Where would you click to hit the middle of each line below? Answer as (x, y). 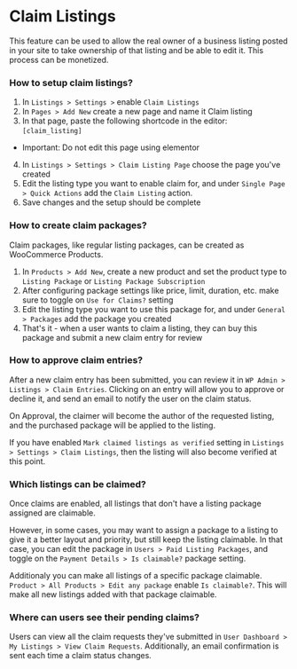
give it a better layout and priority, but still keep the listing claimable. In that (146, 539)
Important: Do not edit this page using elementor (111, 147)
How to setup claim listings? (71, 83)
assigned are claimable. (52, 513)
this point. (27, 461)
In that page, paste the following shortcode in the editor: (125, 121)
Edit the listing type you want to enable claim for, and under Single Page (153, 184)
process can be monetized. (59, 59)
